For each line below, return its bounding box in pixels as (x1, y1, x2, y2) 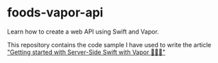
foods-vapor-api (7, 5, 104, 21)
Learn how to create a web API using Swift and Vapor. (7, 27, 159, 36)
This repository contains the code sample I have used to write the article (7, 40, 211, 49)
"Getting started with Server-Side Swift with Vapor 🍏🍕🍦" (7, 48, 166, 56)
